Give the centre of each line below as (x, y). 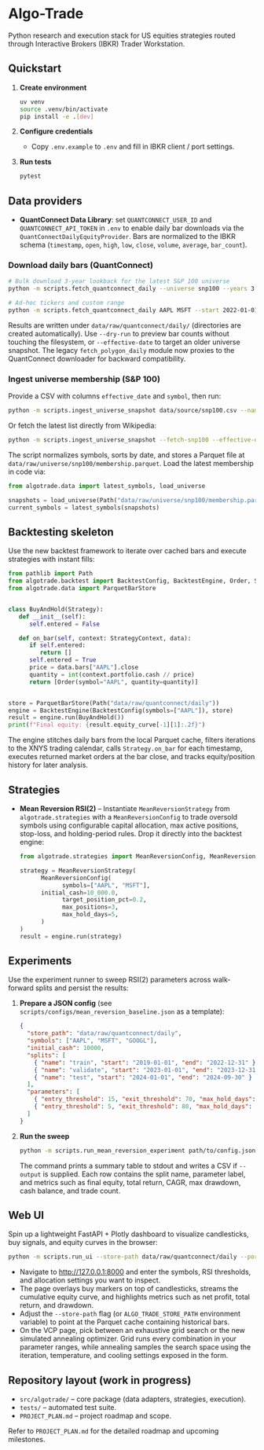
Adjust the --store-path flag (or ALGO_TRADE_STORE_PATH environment (130, 1314)
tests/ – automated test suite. (68, 1408)
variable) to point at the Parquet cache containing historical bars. (125, 1322)
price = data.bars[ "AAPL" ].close (84, 668)
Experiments (40, 961)
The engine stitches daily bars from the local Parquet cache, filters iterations (132, 740)
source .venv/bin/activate (64, 109)
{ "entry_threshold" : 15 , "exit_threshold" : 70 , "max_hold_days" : (145, 1099)
